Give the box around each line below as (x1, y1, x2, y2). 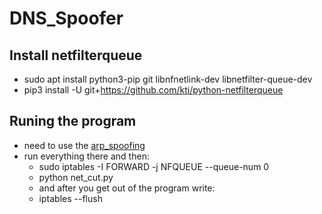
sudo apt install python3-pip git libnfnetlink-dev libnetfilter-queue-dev (23, 73, 313, 85)
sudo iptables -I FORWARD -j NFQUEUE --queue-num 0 (38, 160, 270, 172)
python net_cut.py (38, 171, 114, 183)
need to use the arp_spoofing (23, 139, 146, 151)
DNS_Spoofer (9, 7, 124, 30)
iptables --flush (38, 192, 103, 204)
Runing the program (9, 113, 137, 130)
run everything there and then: (23, 150, 150, 162)
